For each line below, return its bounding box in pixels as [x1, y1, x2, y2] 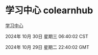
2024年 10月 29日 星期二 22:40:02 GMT [5, 44, 89, 50]
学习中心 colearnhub [5, 5, 93, 16]
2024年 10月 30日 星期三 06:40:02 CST [5, 33, 88, 39]
